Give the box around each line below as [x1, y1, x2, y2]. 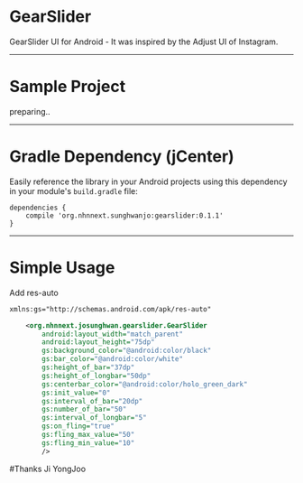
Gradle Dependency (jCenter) [9, 146, 234, 167]
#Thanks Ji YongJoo [9, 463, 87, 474]
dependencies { [9, 203, 67, 212]
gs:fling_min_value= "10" [41, 438, 135, 448]
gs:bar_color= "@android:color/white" [41, 355, 183, 364]
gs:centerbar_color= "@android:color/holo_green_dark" [41, 379, 248, 389]
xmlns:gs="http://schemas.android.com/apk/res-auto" [9, 304, 212, 313]
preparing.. [9, 106, 51, 116]
